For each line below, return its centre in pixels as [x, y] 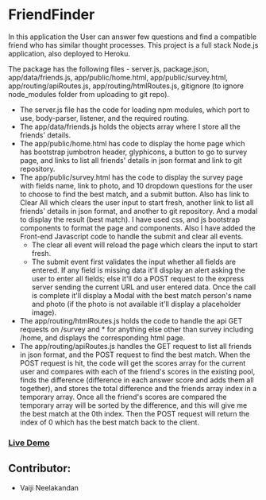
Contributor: [40, 469]
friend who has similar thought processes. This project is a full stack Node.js [133, 45]
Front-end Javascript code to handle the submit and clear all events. [131, 236]
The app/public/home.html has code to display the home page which [132, 143]
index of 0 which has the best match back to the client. [110, 422]
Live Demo [29, 443]
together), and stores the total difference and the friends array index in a [138, 388]
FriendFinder [52, 15]
